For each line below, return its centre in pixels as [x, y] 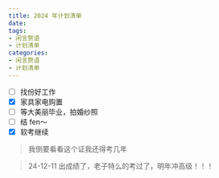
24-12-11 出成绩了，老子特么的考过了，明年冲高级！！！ [121, 166]
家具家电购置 [41, 102]
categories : [28, 53]
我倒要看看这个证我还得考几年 [77, 149]
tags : [17, 30]
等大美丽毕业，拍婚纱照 [59, 111]
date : [17, 23]
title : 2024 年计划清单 [45, 16]
